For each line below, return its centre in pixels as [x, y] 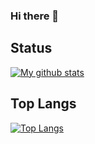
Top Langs [43, 104]
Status [31, 48]
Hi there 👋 [35, 16]
